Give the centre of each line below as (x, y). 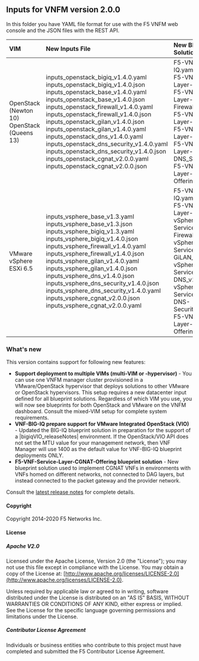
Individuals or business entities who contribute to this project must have (94, 645)
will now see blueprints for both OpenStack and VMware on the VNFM (100, 405)
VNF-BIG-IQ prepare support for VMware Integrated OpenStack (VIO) (102, 424)
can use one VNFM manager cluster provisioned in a (79, 380)
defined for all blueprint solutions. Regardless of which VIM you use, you (103, 399)
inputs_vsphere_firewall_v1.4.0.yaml (96, 246)
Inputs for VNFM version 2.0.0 (63, 10)
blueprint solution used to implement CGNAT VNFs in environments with (102, 468)
